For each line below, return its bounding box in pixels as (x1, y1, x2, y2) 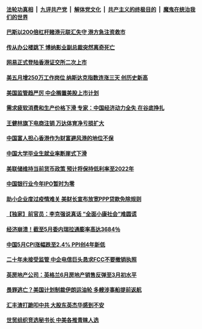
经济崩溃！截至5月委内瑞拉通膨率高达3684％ (6, 225, 121, 233)
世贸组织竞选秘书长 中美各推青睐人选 (6, 316, 99, 324)
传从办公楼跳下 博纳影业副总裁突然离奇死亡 (6, 43, 115, 51)
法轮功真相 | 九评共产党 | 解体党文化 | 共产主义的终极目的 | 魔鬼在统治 (6, 6, 190, 13)
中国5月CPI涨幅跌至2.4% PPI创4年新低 (6, 241, 106, 248)
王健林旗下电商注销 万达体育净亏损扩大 (6, 119, 105, 127)
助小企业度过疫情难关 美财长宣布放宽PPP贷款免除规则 (6, 195, 142, 202)
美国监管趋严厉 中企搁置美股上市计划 (6, 89, 99, 96)
